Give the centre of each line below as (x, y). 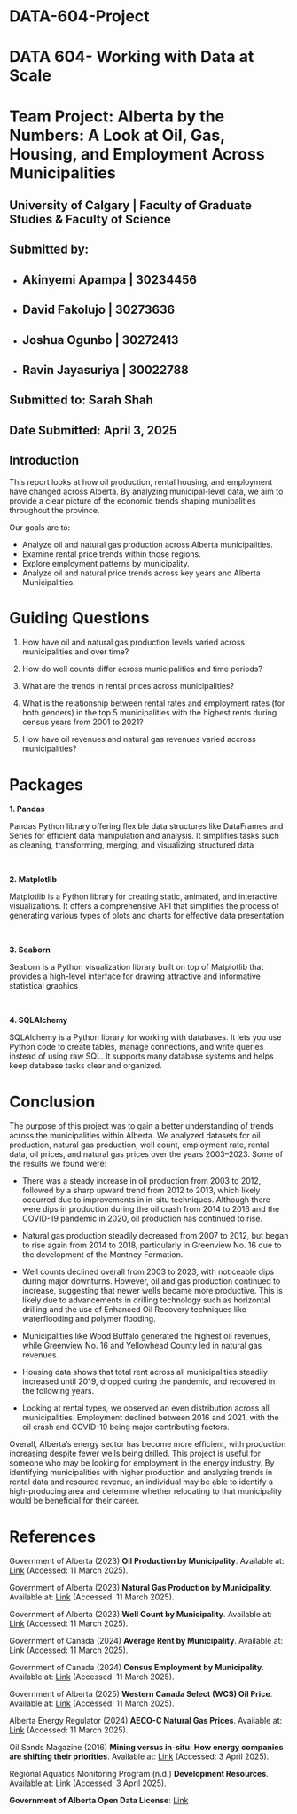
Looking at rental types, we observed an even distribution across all (146, 1408)
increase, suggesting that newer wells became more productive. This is (152, 1291)
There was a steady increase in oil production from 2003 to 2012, (141, 1181)
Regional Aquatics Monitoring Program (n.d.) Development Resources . (139, 1774)
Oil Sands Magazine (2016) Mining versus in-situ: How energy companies (146, 1748)
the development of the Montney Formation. (102, 1255)
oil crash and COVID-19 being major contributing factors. (126, 1427)
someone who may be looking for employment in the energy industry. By (142, 1463)
